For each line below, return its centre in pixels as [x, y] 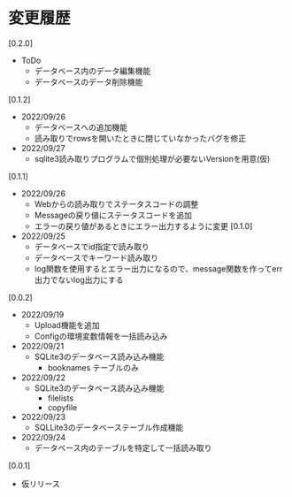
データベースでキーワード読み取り [96, 257]
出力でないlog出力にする [79, 279]
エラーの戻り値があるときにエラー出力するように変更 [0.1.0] [143, 226]
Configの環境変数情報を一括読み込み [101, 336]
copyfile [62, 407]
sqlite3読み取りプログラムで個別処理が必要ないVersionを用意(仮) [152, 158]
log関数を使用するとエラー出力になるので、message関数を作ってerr [158, 268]
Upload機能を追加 [67, 325]
